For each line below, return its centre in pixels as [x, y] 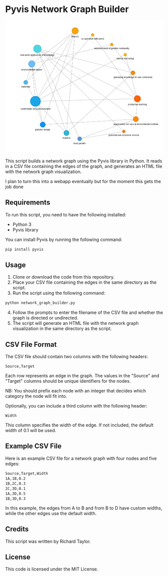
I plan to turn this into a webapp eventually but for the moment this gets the [83, 181]
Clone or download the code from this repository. [63, 277]
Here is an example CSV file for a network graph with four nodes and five [81, 458]
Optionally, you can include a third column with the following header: [76, 405]
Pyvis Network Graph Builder [67, 9]
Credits [17, 529]
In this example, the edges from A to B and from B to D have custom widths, [84, 508]
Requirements [28, 202]
